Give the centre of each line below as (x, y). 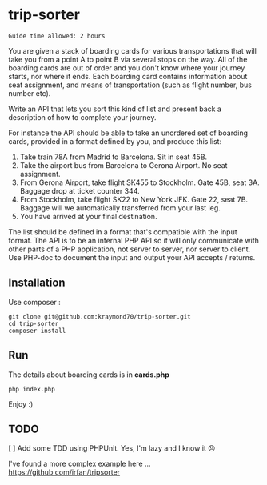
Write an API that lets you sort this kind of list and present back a (115, 109)
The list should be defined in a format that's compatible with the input (123, 232)
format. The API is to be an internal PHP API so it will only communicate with (134, 240)
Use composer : (35, 302)
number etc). (30, 93)
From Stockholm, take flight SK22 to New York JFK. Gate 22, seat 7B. (134, 199)
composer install (37, 331)
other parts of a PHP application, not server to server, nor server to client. (129, 249)
